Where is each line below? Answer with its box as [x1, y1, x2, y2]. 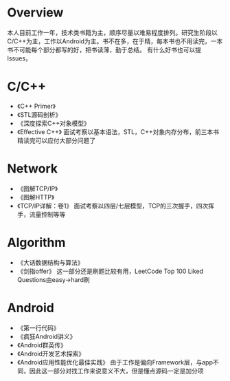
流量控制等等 [29, 210, 66, 218]
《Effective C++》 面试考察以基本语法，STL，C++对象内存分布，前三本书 [16, 127, 220, 135]
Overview [7, 5, 64, 21]
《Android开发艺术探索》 [16, 349, 85, 358]
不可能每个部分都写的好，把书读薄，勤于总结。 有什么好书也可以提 [12, 45, 201, 54]
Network [7, 161, 58, 177]
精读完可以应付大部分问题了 [16, 136, 96, 144]
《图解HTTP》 [16, 193, 55, 201]
